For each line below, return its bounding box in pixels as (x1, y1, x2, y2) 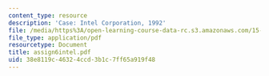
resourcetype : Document (8, 41, 88, 49)
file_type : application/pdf (8, 33, 102, 42)
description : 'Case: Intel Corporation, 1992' (8, 19, 167, 27)
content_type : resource (8, 11, 88, 20)
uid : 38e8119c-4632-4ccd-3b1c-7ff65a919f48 (8, 56, 156, 64)
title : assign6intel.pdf (8, 48, 91, 56)
